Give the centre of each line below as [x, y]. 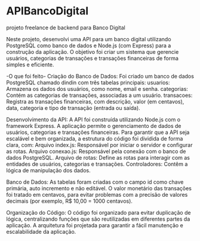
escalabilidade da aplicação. [41, 231]
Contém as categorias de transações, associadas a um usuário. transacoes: [99, 95]
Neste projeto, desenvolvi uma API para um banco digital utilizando [89, 39]
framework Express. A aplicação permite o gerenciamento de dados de [94, 126]
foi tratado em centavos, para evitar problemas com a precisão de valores [97, 194]
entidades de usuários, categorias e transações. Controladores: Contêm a [97, 164]
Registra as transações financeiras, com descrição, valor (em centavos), [95, 101]
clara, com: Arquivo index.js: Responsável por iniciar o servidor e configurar [99, 145]
